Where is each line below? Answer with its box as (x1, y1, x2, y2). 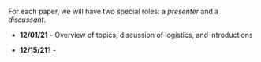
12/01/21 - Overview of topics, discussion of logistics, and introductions (19, 31, 253, 39)
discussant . (8, 15, 46, 24)
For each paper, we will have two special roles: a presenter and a (8, 7, 219, 16)
